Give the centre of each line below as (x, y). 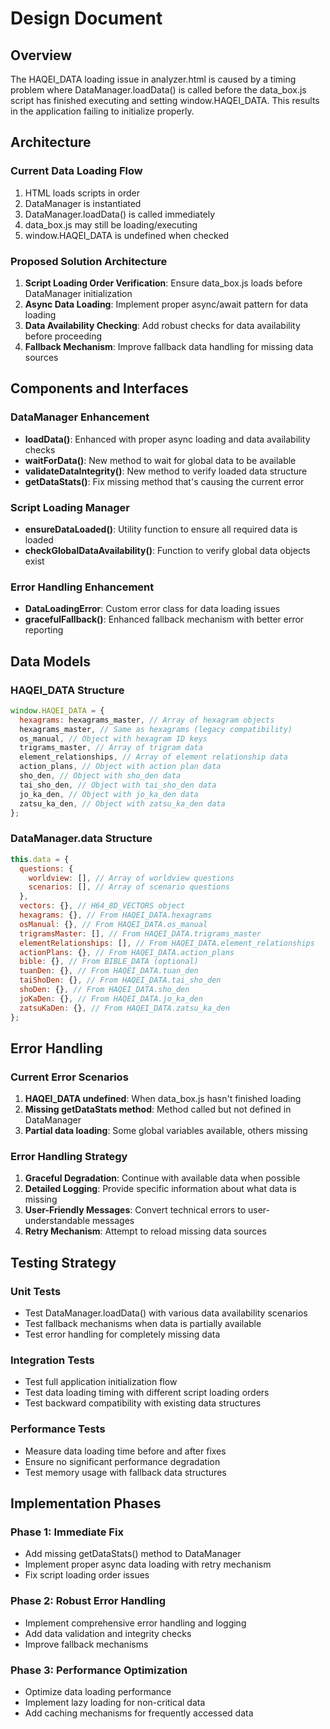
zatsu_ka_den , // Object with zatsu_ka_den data (122, 803)
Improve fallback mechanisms (86, 1644)
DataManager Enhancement (80, 417)
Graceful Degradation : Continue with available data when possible (162, 1178)
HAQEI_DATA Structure (67, 690)
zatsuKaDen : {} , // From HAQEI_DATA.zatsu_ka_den (124, 1008)
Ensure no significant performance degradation (122, 1461)
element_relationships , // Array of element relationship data (153, 757)
